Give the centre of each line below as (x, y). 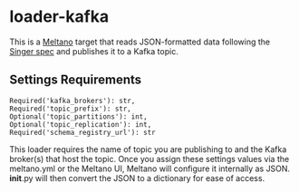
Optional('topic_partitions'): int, (78, 116)
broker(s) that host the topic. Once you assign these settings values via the (149, 158)
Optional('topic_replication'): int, (81, 124)
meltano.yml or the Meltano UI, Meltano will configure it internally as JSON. (150, 168)
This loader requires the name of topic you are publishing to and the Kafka (148, 149)
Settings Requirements (76, 80)
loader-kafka (59, 17)
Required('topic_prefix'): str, (70, 109)
